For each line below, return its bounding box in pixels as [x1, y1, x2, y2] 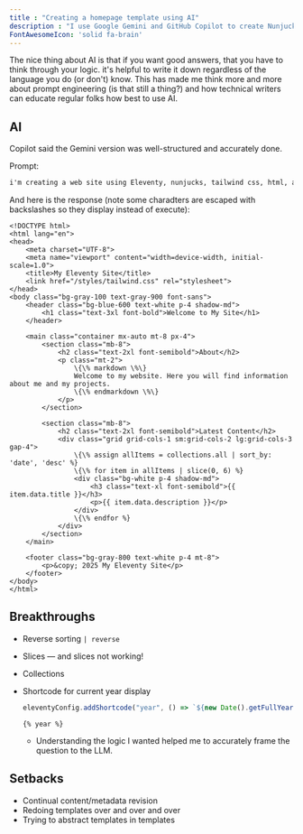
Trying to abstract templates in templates [22, 814, 176, 825]
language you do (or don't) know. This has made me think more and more [9, 74, 282, 85]
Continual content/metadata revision [22, 795, 159, 806]
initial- [231, 254, 264, 263]
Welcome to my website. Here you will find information [73, 372, 289, 381]
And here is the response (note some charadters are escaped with [9, 195, 256, 206]
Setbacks [9, 771, 64, 786]
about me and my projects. [9, 380, 111, 389]
